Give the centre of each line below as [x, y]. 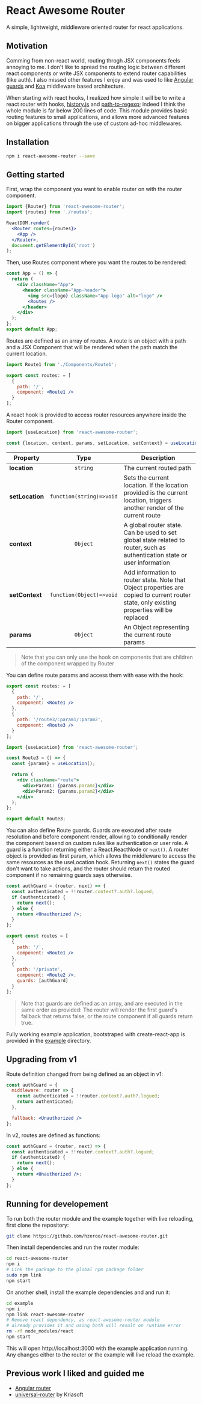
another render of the [154, 507]
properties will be [148, 609]
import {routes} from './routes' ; [50, 212]
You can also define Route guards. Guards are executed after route [89, 831]
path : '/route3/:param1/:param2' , [60, 719]
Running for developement [57, 1204]
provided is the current [156, 492]
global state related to [154, 540]
